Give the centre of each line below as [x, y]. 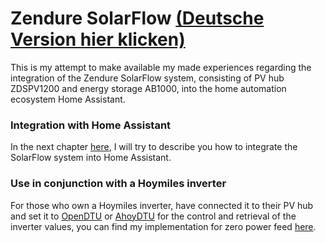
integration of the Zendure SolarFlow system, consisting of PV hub [147, 78]
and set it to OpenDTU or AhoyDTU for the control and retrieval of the [153, 216]
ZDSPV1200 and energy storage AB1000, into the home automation [148, 88]
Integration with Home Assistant [91, 125]
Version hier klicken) [98, 39]
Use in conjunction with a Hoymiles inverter [118, 184]
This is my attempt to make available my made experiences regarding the [161, 67]
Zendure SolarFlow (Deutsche [137, 18]
